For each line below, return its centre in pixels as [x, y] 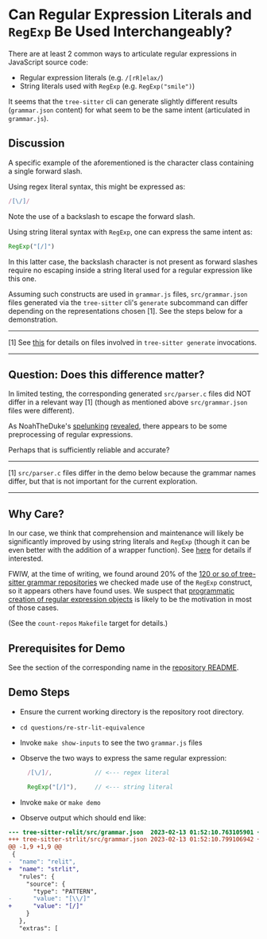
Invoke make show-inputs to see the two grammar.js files [111, 742]
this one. [23, 278]
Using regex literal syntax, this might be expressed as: [97, 186]
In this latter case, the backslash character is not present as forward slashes [133, 261]
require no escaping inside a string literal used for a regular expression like [130, 270]
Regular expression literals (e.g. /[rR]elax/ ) [91, 77]
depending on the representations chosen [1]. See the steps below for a [126, 311]
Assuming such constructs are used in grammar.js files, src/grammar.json [128, 294]
